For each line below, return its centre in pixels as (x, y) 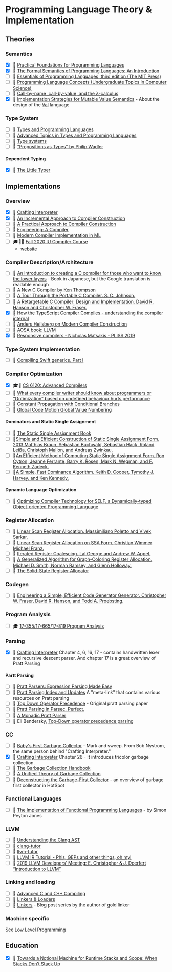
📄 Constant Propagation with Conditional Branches (66, 404)
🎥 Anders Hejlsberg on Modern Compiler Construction (70, 324)
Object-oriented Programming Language (56, 507)
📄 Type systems (30, 141)
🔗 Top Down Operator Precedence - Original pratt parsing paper (80, 704)
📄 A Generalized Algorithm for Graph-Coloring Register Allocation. (82, 559)
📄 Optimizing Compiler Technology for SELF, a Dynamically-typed (82, 501)
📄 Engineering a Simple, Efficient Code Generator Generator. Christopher (89, 595)
